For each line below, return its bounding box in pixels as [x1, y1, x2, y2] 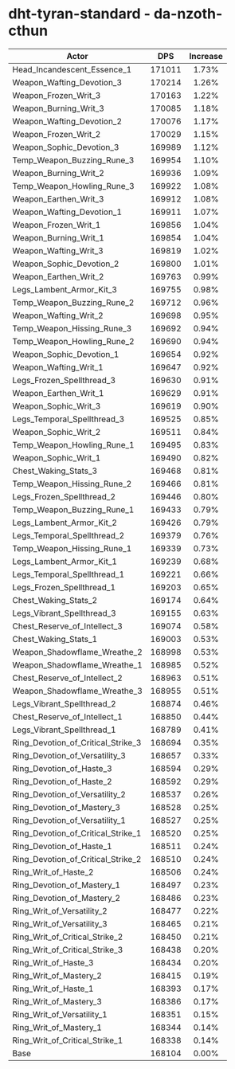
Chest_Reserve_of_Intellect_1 [12, 711, 123, 722]
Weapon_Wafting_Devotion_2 [12, 116, 122, 127]
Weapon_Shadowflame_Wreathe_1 [12, 659, 143, 670]
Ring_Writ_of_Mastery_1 [12, 1021, 102, 1032]
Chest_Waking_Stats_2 [12, 594, 98, 605]
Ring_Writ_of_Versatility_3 [12, 918, 108, 929]
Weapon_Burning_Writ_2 [12, 167, 105, 178]
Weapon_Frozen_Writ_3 [12, 89, 101, 100]
